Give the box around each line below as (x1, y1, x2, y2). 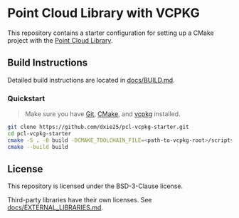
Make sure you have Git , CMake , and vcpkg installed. (24, 110, 181, 118)
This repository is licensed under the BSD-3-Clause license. (7, 182, 184, 190)
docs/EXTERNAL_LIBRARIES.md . (7, 203, 103, 212)
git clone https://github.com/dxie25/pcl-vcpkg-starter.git (7, 123, 190, 131)
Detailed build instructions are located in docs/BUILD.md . (7, 76, 176, 84)
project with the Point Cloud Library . (7, 36, 113, 44)
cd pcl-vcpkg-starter (7, 130, 72, 137)
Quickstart (7, 93, 46, 103)
